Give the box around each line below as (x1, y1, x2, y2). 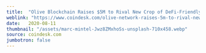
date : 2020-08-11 (6, 20, 56, 26)
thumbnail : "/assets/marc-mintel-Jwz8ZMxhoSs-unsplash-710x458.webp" (6, 26, 188, 32)
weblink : (6, 15, 29, 21)
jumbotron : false (6, 37, 51, 43)
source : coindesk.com (6, 32, 62, 38)
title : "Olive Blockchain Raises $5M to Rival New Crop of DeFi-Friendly (6, 9, 202, 15)
